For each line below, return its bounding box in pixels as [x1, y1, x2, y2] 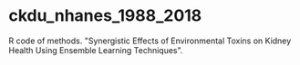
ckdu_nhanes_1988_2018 [8, 5, 202, 26]
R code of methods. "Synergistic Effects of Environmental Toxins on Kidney [8, 35, 292, 46]
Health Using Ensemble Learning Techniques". [8, 44, 183, 55]
